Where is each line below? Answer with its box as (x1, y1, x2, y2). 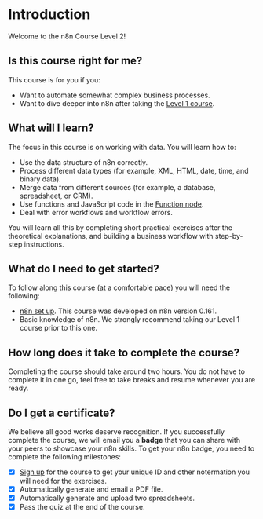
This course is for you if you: (8, 75, 100, 84)
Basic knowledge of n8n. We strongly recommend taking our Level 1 (19, 315, 240, 324)
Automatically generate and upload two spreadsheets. (19, 493, 195, 503)
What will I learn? (8, 122, 94, 135)
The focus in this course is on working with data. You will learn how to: (8, 142, 237, 152)
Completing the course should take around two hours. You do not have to (8, 367, 246, 376)
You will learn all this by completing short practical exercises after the (8, 222, 233, 232)
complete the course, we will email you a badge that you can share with (8, 436, 241, 444)
